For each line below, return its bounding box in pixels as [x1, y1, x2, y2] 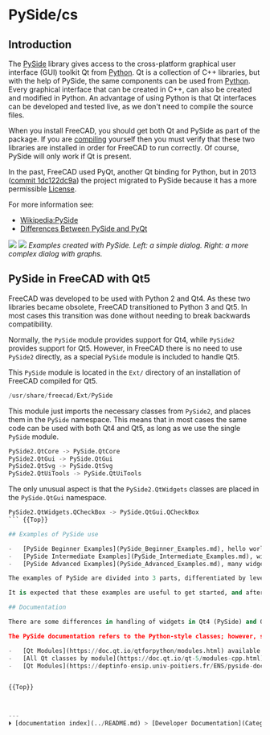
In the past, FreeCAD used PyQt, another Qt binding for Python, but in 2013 [8, 167, 257, 176]
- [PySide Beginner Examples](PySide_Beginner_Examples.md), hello [8, 544, 247, 552]
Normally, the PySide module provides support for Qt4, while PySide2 [8, 335, 235, 344]
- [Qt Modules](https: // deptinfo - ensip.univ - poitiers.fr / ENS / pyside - [8, 662, 253, 670]
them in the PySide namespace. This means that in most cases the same [8, 414, 247, 424]
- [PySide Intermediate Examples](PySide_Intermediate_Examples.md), [8, 552, 253, 560]
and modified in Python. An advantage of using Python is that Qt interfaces [8, 93, 257, 102]
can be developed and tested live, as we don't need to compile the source [8, 102, 254, 111]
